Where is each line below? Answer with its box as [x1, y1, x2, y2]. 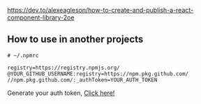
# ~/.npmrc [7, 52, 39, 59]
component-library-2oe [7, 13, 75, 22]
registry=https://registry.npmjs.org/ [7, 64, 120, 71]
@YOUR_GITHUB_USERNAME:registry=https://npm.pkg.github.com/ [7, 70, 189, 77]
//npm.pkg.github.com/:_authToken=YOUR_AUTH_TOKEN [7, 76, 158, 83]
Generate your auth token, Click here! [7, 89, 115, 97]
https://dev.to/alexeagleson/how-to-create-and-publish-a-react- [7, 6, 194, 14]
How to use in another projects [7, 34, 144, 45]
